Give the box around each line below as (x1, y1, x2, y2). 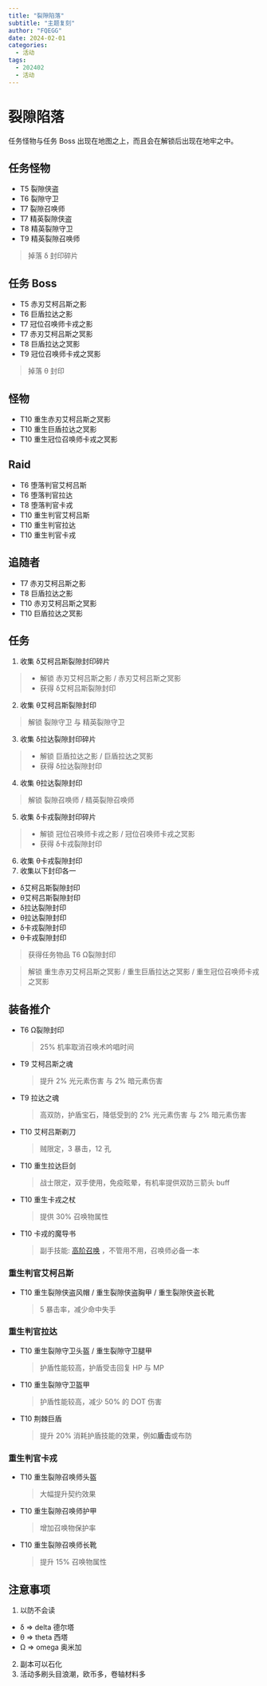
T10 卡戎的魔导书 (19, 1229, 77, 1238)
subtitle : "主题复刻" (8, 19, 76, 27)
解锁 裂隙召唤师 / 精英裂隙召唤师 (27, 795, 135, 805)
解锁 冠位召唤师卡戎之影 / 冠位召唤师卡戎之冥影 (39, 829, 195, 839)
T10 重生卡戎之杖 (19, 1195, 77, 1205)
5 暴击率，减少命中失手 (39, 1304, 116, 1314)
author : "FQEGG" (8, 26, 62, 34)
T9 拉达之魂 (19, 1093, 60, 1102)
